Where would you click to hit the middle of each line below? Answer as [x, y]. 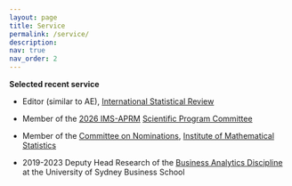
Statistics [39, 145]
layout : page [33, 17]
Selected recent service [54, 84]
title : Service [37, 26]
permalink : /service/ [49, 34]
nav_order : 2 [33, 59]
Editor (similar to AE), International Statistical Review [118, 101]
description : [33, 42]
